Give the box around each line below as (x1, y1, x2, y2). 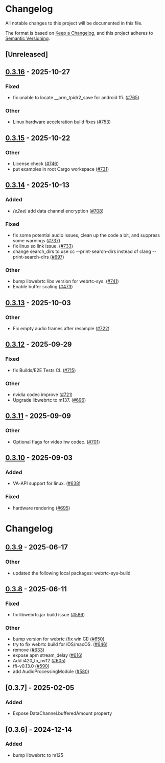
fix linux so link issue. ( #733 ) (12, 243, 73, 249)
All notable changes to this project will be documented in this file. (5, 20, 143, 26)
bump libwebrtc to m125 (12, 752, 64, 758)
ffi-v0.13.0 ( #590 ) (12, 663, 50, 669)
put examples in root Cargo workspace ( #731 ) (12, 166, 109, 172)
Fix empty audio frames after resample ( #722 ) (12, 325, 110, 331)
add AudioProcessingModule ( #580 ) (12, 668, 89, 675)
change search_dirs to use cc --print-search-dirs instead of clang (12, 248, 152, 255)
